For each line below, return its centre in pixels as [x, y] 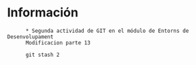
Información [43, 13]
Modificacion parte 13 [58, 42]
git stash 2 [42, 55]
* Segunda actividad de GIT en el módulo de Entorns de [107, 31]
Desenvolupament [30, 37]
